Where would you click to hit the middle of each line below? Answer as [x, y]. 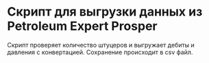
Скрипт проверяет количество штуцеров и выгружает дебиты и [101, 45]
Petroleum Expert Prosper [82, 26]
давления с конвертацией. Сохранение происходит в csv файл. [100, 52]
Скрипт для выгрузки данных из [105, 12]
